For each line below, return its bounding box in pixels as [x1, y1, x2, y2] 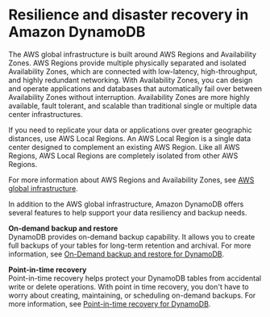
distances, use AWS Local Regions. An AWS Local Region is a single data [8, 133, 251, 143]
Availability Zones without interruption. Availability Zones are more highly [8, 92, 250, 102]
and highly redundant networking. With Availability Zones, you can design [8, 75, 253, 85]
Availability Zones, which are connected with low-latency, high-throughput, [8, 66, 258, 76]
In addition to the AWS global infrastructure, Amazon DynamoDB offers [8, 199, 244, 209]
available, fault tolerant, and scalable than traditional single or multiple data [8, 101, 258, 111]
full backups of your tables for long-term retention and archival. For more [8, 240, 251, 250]
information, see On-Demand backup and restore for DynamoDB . [8, 248, 224, 259]
